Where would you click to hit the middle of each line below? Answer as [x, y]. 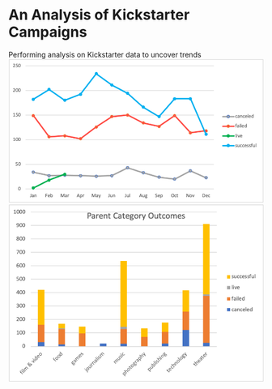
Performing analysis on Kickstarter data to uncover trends [105, 54]
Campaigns [48, 32]
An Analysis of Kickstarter [99, 15]
